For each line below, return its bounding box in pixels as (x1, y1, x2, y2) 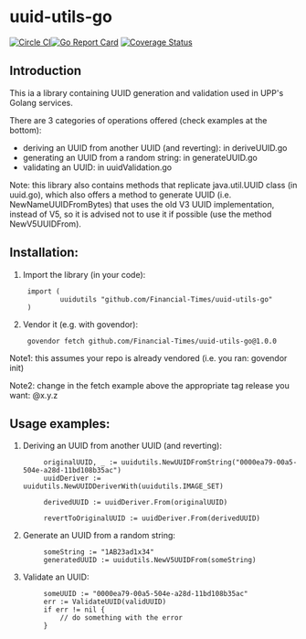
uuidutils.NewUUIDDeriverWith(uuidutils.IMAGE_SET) (22, 482, 224, 491)
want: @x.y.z (9, 389, 58, 400)
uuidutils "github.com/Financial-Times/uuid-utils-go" (59, 294, 273, 304)
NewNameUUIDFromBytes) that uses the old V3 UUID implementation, (9, 198, 275, 209)
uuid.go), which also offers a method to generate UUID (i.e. (9, 189, 232, 200)
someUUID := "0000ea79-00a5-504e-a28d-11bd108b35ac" (43, 590, 248, 599)
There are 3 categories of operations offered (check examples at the (9, 114, 268, 125)
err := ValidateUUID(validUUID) (43, 597, 167, 607)
